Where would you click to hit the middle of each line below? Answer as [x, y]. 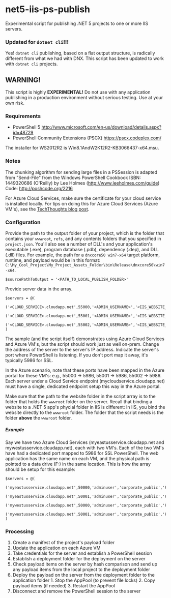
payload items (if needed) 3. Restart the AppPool [64, 586]
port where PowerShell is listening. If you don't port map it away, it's [77, 355]
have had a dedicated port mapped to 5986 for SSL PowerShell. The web [82, 453]
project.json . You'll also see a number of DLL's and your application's [79, 244]
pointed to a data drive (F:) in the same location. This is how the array [78, 464]
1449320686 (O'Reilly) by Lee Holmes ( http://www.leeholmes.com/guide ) [82, 183]
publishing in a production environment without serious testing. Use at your [84, 98]
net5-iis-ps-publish [48, 9]
